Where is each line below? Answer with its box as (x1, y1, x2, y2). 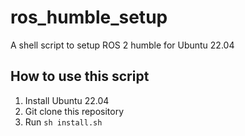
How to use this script (10, 68, 150, 85)
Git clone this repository (24, 105, 125, 117)
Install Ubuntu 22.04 (24, 94, 110, 106)
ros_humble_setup (10, 6, 168, 29)
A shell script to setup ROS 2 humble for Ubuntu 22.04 (10, 39, 235, 51)
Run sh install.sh (24, 116, 103, 128)
